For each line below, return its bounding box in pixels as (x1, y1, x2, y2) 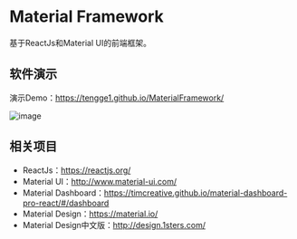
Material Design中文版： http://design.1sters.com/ (22, 219, 206, 230)
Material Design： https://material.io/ (22, 208, 158, 219)
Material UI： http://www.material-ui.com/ (22, 176, 177, 186)
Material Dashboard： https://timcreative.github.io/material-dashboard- (22, 187, 288, 198)
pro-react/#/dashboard (22, 197, 110, 208)
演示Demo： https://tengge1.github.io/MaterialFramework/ (9, 92, 225, 103)
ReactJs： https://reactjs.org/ (22, 165, 131, 176)
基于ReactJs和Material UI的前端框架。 (9, 37, 152, 48)
